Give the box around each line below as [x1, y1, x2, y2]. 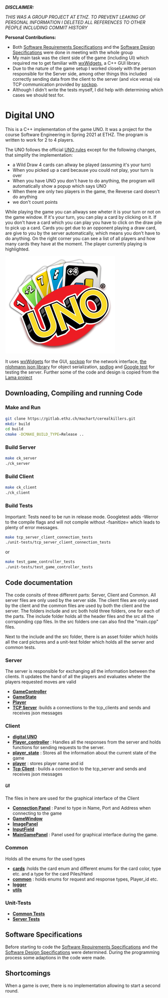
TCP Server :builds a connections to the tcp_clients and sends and [12, 705, 150, 711]
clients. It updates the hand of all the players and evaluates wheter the [5, 674, 150, 680]
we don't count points [12, 199, 58, 205]
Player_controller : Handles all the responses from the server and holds [12, 739, 161, 745]
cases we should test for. [12, 92, 65, 98]
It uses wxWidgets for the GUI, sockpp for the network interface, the [5, 358, 147, 364]
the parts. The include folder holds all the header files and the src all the [5, 613, 154, 619]
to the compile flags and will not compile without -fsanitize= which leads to [5, 519, 160, 525]
